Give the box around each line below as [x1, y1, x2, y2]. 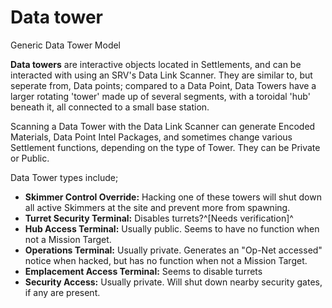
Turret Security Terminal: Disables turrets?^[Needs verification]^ [24, 212, 294, 224]
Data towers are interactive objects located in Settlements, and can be [10, 58, 302, 70]
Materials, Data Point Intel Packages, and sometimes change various [10, 131, 293, 143]
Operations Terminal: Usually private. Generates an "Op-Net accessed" [24, 244, 323, 256]
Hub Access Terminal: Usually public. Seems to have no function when [24, 222, 320, 235]
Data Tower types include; [10, 171, 119, 183]
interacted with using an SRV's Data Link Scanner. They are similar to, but [10, 69, 313, 81]
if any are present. [24, 286, 101, 298]
